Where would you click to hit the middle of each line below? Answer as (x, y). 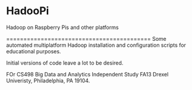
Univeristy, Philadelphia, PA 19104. (48, 81)
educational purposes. (34, 51)
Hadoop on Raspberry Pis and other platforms (62, 27)
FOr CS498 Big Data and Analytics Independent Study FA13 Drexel (87, 74)
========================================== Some (86, 38)
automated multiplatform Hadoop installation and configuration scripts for (96, 45)
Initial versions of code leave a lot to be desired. (65, 63)
